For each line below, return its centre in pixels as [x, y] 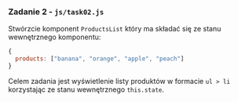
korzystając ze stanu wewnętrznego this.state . [86, 89]
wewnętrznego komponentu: [55, 37]
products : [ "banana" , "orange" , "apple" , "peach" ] [100, 59]
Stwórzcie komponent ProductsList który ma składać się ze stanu [115, 29]
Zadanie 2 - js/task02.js [56, 12]
